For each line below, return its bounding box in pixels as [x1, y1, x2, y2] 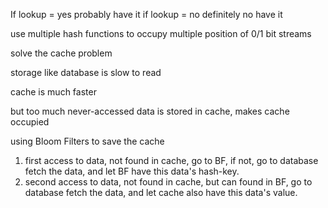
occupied [10, 116, 50, 128]
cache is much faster [10, 86, 97, 98]
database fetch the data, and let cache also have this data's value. [24, 187, 298, 198]
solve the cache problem [10, 47, 113, 59]
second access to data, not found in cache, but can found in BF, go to [24, 176, 313, 188]
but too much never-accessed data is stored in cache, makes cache [10, 105, 290, 117]
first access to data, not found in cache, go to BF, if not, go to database [24, 155, 319, 166]
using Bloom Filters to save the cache [10, 135, 165, 147]
